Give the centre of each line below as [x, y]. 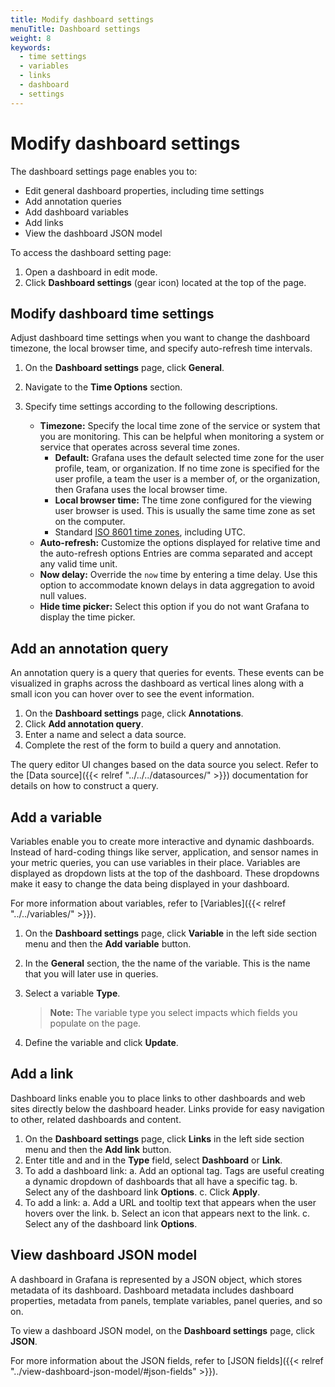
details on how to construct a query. [84, 786]
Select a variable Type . [72, 993]
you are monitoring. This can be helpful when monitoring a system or [182, 437]
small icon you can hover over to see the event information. [132, 694]
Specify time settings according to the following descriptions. [151, 407]
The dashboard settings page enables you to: [104, 171]
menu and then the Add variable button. [108, 944]
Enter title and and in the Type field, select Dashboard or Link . [153, 1160]
